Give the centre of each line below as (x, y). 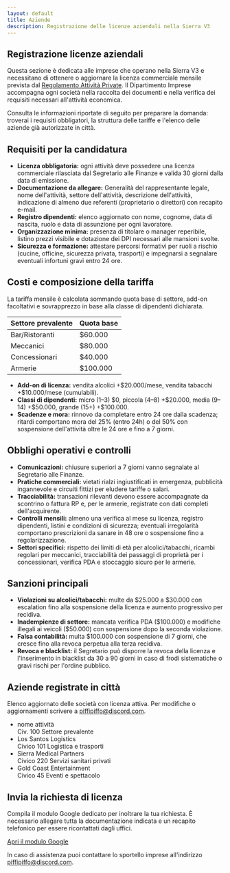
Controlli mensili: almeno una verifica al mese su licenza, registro (110, 518)
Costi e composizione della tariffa (81, 282)
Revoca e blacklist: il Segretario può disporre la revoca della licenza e (116, 651)
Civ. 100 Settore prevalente (55, 732)
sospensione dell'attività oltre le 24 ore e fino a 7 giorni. (96, 429)
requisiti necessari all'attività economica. (65, 100)
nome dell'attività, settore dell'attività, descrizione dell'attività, (105, 195)
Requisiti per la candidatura (67, 149)
